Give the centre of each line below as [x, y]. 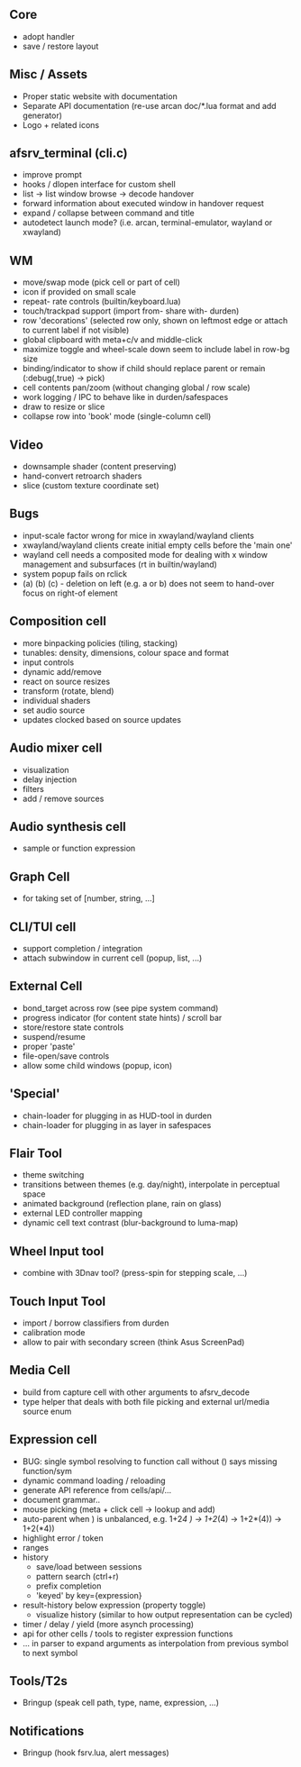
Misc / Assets [49, 74]
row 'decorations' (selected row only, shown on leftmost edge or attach [155, 321]
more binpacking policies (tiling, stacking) [100, 642]
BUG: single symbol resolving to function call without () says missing [150, 1461]
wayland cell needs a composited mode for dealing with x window [145, 554]
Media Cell [40, 1370]
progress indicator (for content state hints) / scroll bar [122, 1017]
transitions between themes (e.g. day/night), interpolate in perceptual [151, 1185]
